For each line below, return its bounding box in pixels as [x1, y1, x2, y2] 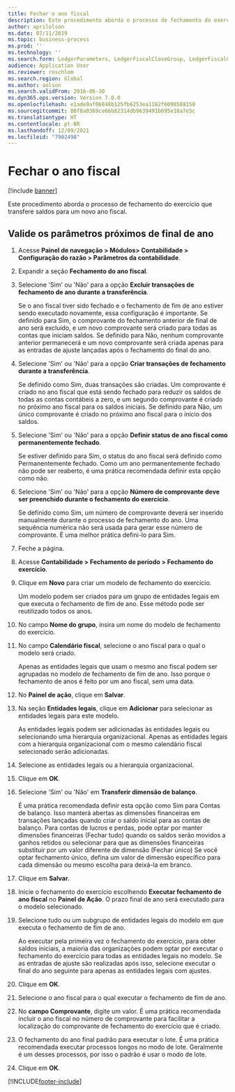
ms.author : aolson [8, 82, 61, 89]
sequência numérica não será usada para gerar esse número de [17, 524, 203, 531]
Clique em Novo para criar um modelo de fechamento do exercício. [17, 579, 212, 586]
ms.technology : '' [8, 50, 61, 56]
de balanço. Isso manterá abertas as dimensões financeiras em [17, 809, 201, 817]
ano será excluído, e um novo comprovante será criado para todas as [17, 324, 218, 332]
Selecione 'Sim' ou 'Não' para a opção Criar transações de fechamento [17, 360, 226, 367]
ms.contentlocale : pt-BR [8, 120, 80, 128]
